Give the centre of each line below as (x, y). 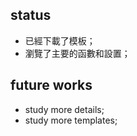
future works (51, 85)
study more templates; (71, 120)
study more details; (64, 109)
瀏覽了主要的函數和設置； (77, 53)
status (31, 15)
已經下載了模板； (60, 40)
